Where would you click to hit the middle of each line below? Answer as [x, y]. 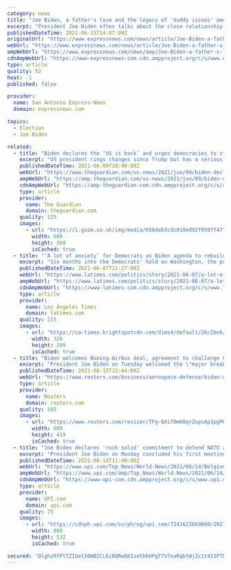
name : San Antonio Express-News [60, 103]
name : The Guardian [53, 204]
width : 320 [47, 339]
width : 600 [47, 236]
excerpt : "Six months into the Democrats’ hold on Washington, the [118, 262]
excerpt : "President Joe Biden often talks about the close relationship [115, 26]
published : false [32, 84]
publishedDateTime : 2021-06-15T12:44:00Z [79, 371]
